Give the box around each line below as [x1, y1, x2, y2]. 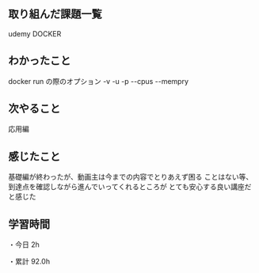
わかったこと [8, 54, 71, 67]
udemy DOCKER [8, 28, 62, 38]
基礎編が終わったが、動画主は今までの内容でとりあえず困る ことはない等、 [8, 173, 253, 182]
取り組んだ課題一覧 [8, 7, 102, 21]
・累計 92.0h [8, 256, 50, 267]
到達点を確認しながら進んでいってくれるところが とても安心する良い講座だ [8, 182, 252, 191]
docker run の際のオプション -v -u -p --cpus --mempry [8, 76, 189, 85]
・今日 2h [8, 240, 40, 249]
